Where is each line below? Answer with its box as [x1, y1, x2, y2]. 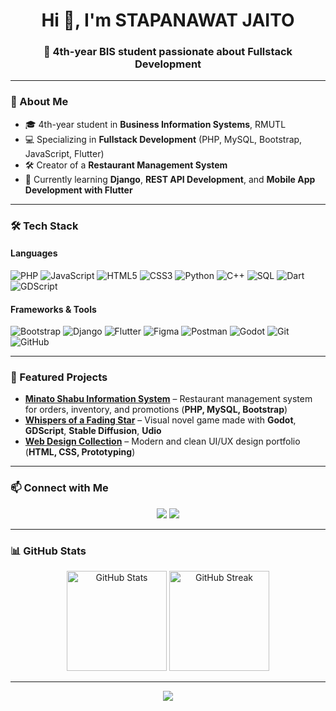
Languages [10, 247, 58, 259]
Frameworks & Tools [10, 303, 97, 315]
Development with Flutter [24, 184, 133, 196]
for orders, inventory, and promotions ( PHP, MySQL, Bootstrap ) [24, 404, 288, 416]
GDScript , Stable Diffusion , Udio [24, 425, 162, 437]
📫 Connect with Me [10, 481, 109, 495]
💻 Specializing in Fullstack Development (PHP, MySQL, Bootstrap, [24, 133, 303, 145]
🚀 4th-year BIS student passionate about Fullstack [43, 45, 293, 59]
